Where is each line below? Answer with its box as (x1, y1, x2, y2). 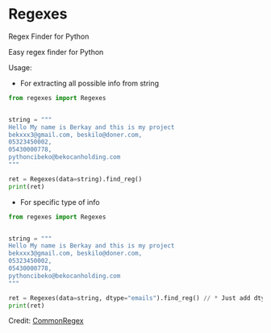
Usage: (8, 62, 32, 73)
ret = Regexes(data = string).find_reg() (8, 175, 143, 183)
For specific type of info (19, 197, 100, 206)
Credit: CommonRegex (8, 316, 84, 326)
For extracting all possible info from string (19, 78, 160, 88)
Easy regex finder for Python (8, 47, 104, 56)
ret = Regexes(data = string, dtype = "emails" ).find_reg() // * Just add (8, 293, 251, 302)
